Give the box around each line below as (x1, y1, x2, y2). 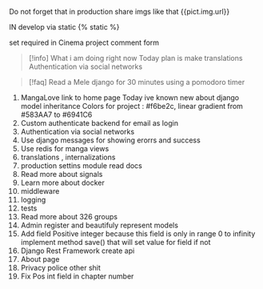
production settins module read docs (20, 161, 142, 171)
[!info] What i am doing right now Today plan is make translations (28, 54, 243, 62)
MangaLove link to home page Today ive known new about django (20, 93, 239, 102)
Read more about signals (20, 170, 103, 179)
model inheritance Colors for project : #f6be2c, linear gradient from (20, 102, 243, 110)
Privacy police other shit (20, 263, 101, 272)
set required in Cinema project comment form (9, 38, 159, 47)
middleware (20, 187, 60, 195)
